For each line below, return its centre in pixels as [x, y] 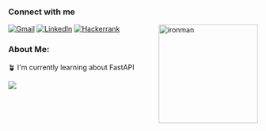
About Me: [29, 50]
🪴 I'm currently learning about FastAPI [71, 67]
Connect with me [42, 12]
